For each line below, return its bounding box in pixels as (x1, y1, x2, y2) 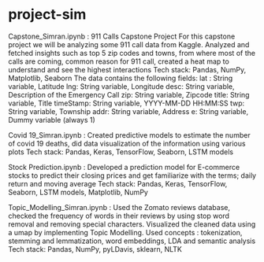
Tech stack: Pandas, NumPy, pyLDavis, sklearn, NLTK (8, 244, 183, 253)
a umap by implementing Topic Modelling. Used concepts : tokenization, (8, 227, 243, 237)
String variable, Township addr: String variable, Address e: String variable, (8, 106, 249, 116)
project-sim (8, 6, 87, 24)
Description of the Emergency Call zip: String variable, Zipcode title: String (8, 90, 250, 99)
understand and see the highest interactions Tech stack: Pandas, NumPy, (8, 65, 247, 74)
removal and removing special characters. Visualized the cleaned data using (8, 219, 256, 229)
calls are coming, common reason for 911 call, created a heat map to (8, 57, 230, 66)
